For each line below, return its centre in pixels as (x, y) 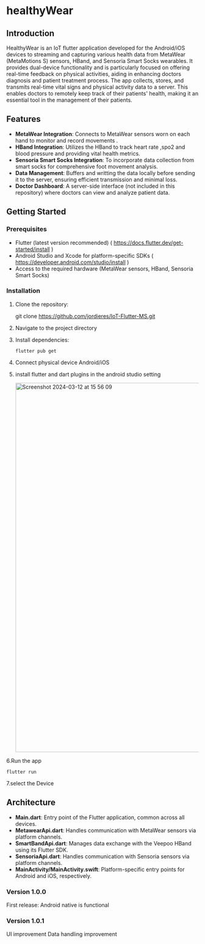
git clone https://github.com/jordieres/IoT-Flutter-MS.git (85, 316)
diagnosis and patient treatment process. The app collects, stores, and (95, 81)
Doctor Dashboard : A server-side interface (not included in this (95, 186)
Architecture (31, 803)
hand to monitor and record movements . (67, 140)
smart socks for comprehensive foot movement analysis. (87, 167)
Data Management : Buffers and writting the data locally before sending (105, 173)
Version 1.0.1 (25, 921)
